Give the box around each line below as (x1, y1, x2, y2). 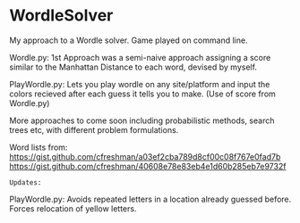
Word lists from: (9, 142, 68, 153)
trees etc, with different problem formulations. (9, 124, 179, 135)
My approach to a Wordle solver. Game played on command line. (9, 35, 248, 45)
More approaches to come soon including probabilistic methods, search (9, 115, 275, 126)
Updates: (9, 178, 42, 187)
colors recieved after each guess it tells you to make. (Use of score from (9, 88, 276, 99)
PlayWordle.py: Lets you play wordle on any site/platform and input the (9, 78, 270, 89)
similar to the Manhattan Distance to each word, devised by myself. (9, 62, 258, 72)
